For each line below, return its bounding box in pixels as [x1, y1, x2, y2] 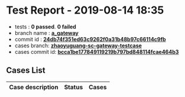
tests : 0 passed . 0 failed [14, 23, 77, 30]
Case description [9, 83, 59, 91]
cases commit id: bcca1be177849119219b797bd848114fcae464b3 [14, 48, 179, 55]
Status [64, 83, 83, 91]
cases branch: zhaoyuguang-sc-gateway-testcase [14, 42, 142, 49]
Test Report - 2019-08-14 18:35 [6, 4, 164, 17]
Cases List [6, 66, 46, 76]
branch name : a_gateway [14, 29, 79, 36]
